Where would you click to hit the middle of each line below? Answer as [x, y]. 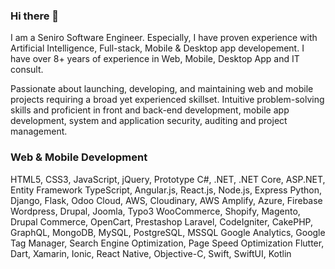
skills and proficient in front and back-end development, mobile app [150, 110]
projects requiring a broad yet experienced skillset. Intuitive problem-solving [167, 100]
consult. [27, 70]
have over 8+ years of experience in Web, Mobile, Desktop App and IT [155, 59]
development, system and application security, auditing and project [149, 121]
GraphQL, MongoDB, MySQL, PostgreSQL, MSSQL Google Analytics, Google [168, 232]
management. [39, 131]
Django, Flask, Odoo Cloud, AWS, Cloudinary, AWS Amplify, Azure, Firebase [166, 200]
